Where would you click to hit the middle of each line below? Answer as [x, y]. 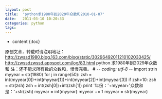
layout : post [18, 10]
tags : [10, 28]
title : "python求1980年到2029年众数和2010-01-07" [55, 14]
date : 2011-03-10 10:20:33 [35, 19]
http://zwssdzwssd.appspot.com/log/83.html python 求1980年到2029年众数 [81, 63]
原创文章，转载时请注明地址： [35, 52]
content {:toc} [26, 41]
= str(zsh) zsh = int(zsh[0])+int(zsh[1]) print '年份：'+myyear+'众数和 [74, 85]
